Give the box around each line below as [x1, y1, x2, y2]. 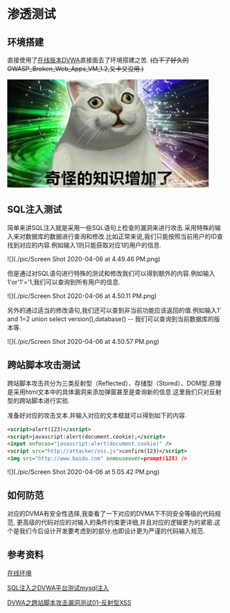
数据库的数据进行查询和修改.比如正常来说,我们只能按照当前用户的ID [25, 232, 217, 240]
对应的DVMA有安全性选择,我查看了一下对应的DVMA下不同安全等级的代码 [7, 509, 215, 518]
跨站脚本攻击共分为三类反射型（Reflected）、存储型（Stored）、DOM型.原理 [7, 379, 222, 387]
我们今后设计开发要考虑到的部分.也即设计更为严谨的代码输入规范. [19, 526, 206, 535]
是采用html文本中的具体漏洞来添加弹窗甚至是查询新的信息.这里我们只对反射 [7, 387, 222, 396]
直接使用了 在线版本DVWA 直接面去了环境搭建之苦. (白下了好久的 [7, 56, 189, 64]
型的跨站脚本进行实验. [7, 396, 71, 404]
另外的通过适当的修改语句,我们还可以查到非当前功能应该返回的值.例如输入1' [7, 306, 222, 314]
